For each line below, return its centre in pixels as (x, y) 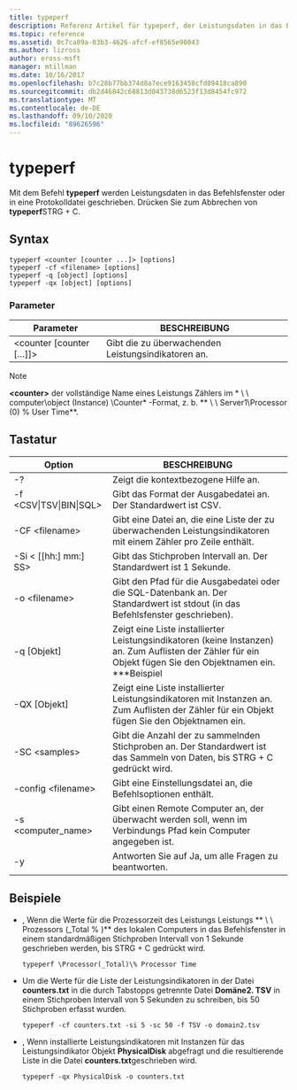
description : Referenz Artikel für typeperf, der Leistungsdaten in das (146, 26)
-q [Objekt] (38, 651)
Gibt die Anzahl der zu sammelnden (186, 735)
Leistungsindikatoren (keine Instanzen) (193, 640)
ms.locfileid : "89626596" (57, 125)
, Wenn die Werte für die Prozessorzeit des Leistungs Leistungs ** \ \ (148, 920)
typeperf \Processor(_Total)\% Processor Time (109, 964)
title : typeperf (39, 17)
